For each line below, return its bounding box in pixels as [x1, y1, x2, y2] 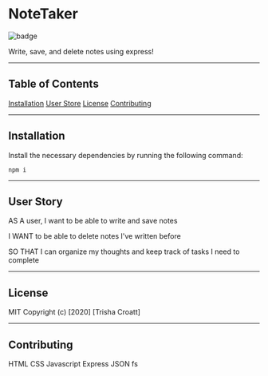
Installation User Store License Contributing [8, 98, 152, 108]
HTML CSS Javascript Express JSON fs [8, 359, 138, 368]
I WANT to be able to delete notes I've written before [8, 232, 181, 241]
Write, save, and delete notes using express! [8, 46, 154, 56]
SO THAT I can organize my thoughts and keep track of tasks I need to [8, 247, 240, 256]
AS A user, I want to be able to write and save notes [8, 216, 178, 226]
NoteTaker [8, 5, 78, 23]
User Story [8, 195, 63, 208]
